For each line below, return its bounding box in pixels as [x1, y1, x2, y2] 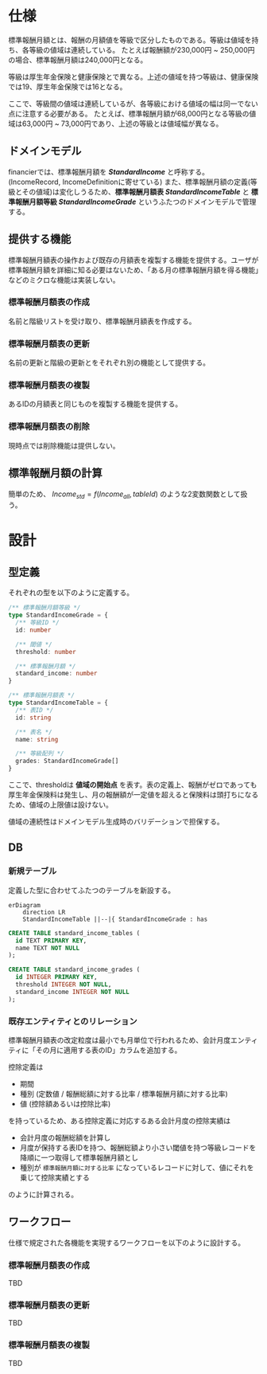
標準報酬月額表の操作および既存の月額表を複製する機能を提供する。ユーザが [8, 255, 259, 264]
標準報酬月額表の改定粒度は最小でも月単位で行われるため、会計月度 [8, 1035, 231, 1044]
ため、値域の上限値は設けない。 [8, 800, 113, 809]
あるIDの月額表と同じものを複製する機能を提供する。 [8, 399, 183, 409]
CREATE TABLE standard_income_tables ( [8, 929, 141, 937]
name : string [15, 735, 59, 743]
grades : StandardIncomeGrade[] [15, 757, 119, 765]
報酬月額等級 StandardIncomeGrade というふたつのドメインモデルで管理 [14, 197, 257, 206]
